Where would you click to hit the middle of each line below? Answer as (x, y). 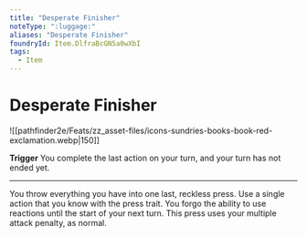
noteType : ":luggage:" (53, 26)
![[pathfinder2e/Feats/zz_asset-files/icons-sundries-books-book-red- (141, 130)
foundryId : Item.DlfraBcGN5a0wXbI (75, 43)
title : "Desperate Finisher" (65, 18)
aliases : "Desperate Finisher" (69, 35)
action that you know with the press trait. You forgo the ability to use (138, 203)
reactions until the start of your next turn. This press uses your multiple (143, 213)
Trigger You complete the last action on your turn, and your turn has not (145, 158)
